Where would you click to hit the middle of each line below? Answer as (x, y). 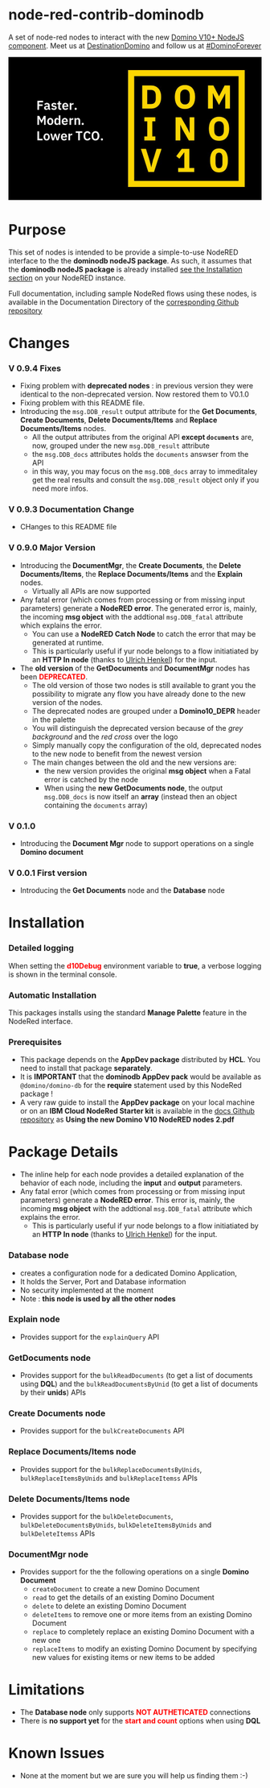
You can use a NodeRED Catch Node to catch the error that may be (144, 633)
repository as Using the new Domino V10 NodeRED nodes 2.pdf (127, 1120)
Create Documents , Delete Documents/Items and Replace (119, 420)
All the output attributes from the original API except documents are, (143, 438)
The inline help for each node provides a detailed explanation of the (132, 1175)
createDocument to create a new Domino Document (116, 1589)
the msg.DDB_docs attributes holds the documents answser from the (140, 454)
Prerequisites (35, 1042)
